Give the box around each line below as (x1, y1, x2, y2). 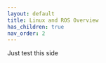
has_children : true (7, 23, 65, 30)
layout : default (7, 10, 55, 17)
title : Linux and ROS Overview (7, 17, 99, 24)
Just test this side (7, 49, 58, 57)
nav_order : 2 (7, 29, 46, 37)
